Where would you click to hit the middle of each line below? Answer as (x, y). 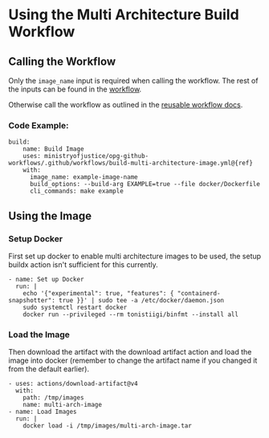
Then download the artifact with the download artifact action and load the (130, 352)
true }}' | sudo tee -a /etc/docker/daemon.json (142, 300)
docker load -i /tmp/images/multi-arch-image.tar (108, 426)
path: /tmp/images (53, 398)
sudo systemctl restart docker (75, 307)
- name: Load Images (43, 412)
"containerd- (199, 293)
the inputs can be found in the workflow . (75, 89)
